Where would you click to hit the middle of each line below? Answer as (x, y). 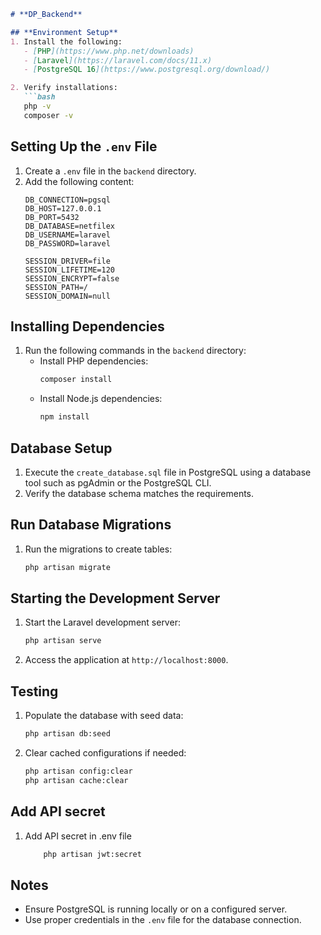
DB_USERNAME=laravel (67, 235)
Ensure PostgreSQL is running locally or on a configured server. (156, 909)
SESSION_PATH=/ (56, 287)
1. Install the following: (66, 41)
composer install (76, 380)
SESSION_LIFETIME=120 (69, 270)
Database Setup (61, 448)
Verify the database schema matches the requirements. (139, 493)
